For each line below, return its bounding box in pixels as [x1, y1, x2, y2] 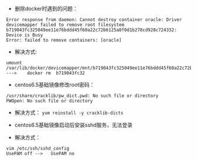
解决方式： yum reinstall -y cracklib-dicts [14, 109, 124, 116]
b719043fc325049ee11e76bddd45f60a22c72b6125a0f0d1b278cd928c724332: [6, 27, 177, 33]
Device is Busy [6, 32, 43, 38]
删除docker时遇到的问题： [14, 5, 78, 12]
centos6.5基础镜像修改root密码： [14, 81, 95, 88]
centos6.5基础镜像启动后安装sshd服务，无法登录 [14, 122, 133, 128]
